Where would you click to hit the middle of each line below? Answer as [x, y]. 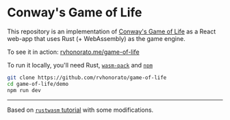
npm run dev [24, 90]
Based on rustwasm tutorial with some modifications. [80, 110]
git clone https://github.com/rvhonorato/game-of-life [87, 77]
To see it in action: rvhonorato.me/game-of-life [73, 52]
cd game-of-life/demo [38, 84]
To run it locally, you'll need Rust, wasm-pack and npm [80, 65]
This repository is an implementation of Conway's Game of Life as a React [112, 31]
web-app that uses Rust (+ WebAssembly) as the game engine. [97, 38]
